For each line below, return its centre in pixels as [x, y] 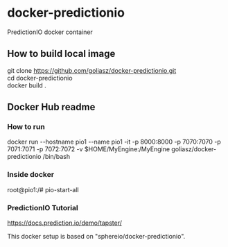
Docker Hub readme [51, 107]
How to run [26, 127]
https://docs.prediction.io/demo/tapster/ [65, 223]
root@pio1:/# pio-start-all [43, 189]
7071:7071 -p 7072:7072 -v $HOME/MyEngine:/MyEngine [89, 149]
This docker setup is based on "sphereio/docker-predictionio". [96, 237]
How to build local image [61, 54]
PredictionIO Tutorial [43, 207]
